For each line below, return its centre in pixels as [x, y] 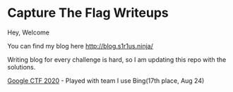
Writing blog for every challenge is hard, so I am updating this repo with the [117, 59]
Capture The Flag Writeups [88, 13]
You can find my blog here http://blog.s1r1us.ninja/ [80, 46]
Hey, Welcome [28, 32]
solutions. [22, 67]
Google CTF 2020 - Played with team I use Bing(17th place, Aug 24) [106, 80]
